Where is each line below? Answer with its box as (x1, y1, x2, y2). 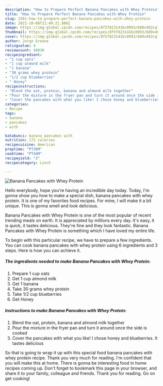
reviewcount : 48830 (5, 48, 45, 52)
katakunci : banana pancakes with (5, 133, 73, 138)
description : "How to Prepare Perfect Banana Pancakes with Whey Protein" (5, 7, 160, 12)
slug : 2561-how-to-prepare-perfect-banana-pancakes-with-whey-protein (5, 16, 151, 21)
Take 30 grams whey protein (12, 286, 69, 292)
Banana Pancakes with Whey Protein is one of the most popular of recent (5, 212, 151, 218)
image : (5, 25, 18, 30)
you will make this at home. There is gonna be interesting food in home (5, 360, 147, 366)
